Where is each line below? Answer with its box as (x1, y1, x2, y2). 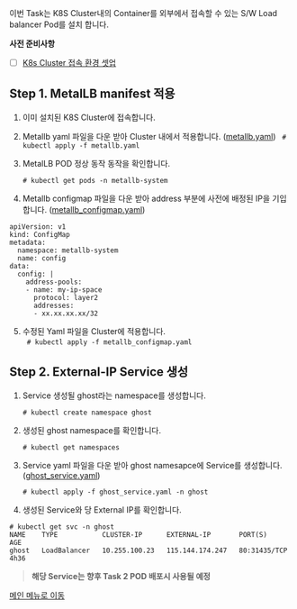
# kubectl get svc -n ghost (9, 522, 115, 532)
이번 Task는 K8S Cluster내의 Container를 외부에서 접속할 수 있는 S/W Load (9, 8, 277, 18)
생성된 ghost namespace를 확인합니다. (22, 424, 162, 435)
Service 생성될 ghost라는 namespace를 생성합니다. (22, 390, 207, 401)
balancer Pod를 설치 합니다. (9, 19, 110, 30)
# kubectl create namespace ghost (22, 408, 152, 417)
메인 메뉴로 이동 (9, 589, 66, 601)
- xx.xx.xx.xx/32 (32, 309, 99, 318)
